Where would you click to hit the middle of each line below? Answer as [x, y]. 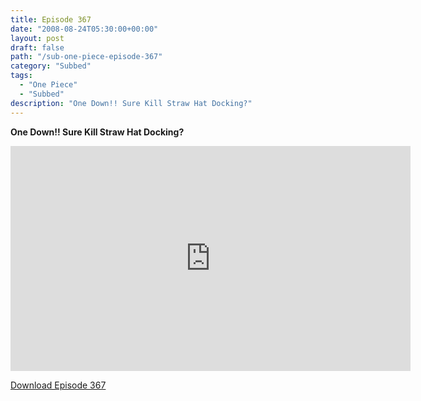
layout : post [37, 38]
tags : [21, 76]
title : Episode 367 [51, 19]
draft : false [37, 47]
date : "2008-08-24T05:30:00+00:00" [84, 29]
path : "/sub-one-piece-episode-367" [86, 57]
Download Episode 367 [58, 385]
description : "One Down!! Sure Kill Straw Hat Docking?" [131, 103]
